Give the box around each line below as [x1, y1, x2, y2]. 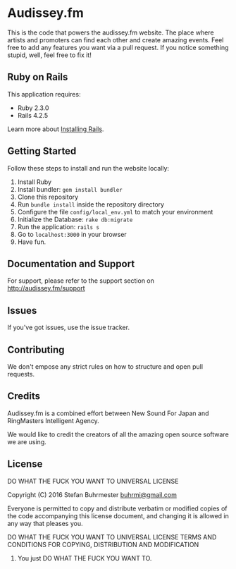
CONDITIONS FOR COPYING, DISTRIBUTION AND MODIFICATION [7, 540, 199, 549]
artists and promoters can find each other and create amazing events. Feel [7, 35, 224, 44]
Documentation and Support [7, 257, 135, 269]
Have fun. [17, 238, 46, 246]
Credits [7, 390, 41, 403]
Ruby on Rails [7, 71, 68, 83]
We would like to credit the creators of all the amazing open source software [7, 430, 229, 439]
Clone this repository [17, 192, 79, 201]
